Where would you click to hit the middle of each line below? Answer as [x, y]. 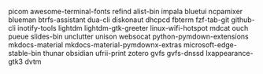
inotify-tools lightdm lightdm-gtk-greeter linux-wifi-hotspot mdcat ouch [133, 28]
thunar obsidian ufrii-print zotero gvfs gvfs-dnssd [124, 53]
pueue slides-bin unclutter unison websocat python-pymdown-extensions [129, 36]
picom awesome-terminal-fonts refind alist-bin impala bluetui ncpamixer [126, 11]
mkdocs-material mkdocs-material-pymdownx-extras [95, 45]
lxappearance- [230, 53]
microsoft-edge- [211, 45]
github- [243, 20]
